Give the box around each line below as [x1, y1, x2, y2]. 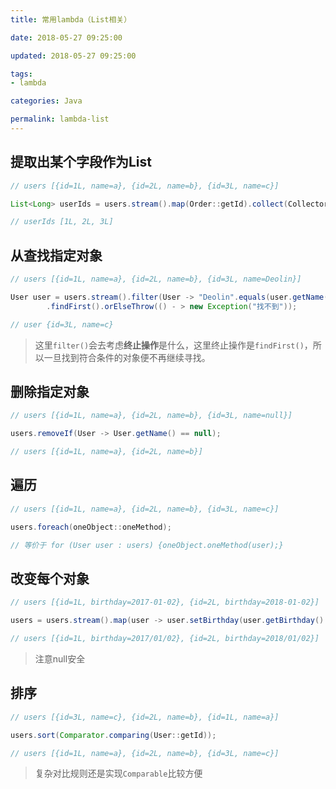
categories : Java [10, 96, 83, 106]
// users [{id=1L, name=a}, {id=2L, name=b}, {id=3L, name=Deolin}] [10, 274, 302, 285]
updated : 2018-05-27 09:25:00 [10, 51, 137, 61]
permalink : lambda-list [10, 114, 110, 125]
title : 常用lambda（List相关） [10, 14, 132, 25]
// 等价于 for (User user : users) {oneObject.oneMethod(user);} [10, 540, 284, 550]
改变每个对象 [10, 570, 90, 587]
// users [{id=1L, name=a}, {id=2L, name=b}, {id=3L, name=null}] [10, 411, 293, 421]
